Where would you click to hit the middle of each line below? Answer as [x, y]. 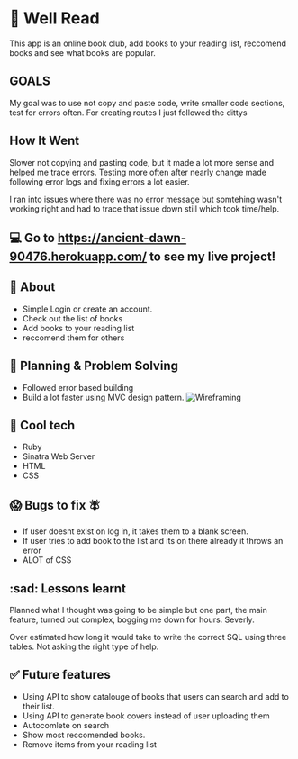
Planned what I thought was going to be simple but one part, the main [138, 610]
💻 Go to [32, 238]
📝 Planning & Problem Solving [94, 366]
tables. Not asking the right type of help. [84, 646]
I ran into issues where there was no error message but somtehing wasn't [146, 199]
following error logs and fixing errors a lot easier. [100, 181]
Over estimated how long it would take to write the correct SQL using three [148, 637]
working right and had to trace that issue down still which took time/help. [144, 208]
